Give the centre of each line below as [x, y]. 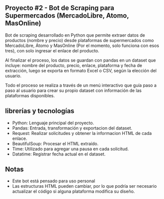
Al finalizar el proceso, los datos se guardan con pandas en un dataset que [81, 60]
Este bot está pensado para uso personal [54, 181]
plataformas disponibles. [30, 95]
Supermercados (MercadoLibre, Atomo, [67, 16]
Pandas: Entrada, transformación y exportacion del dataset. [72, 128]
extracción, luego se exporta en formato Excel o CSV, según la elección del [81, 70]
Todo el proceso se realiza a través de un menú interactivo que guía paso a [81, 85]
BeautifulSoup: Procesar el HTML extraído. [55, 143]
